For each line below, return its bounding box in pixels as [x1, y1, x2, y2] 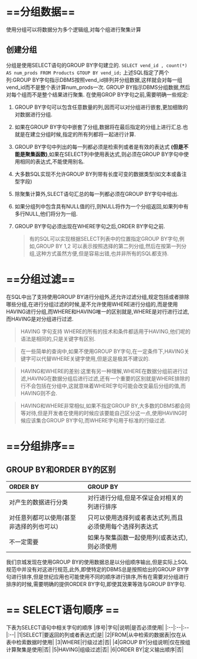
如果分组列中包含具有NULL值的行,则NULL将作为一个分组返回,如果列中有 [14, 202, 189, 209]
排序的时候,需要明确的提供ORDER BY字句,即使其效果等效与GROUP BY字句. [6, 580, 186, 587]
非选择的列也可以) [9, 522, 59, 530]
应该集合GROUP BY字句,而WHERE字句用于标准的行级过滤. [25, 417, 167, 424]
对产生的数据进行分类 [9, 498, 69, 506]
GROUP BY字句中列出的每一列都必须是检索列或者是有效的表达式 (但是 [14, 143, 184, 150]
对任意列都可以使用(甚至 [9, 513, 76, 521]
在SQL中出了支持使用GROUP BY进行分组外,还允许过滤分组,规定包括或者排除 [6, 293, 189, 300]
